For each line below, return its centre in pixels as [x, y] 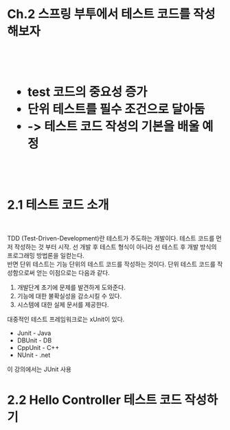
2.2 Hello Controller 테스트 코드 [94, 400]
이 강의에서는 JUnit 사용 [39, 369]
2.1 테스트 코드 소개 [58, 205]
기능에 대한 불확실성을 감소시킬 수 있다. [69, 296]
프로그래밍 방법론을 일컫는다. [46, 256]
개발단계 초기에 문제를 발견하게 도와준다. [71, 287]
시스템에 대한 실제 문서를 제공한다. [63, 305]
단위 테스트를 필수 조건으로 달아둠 [116, 109]
